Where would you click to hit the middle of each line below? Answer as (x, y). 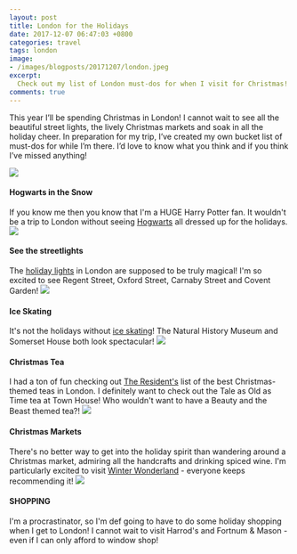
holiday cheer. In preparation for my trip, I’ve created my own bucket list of (146, 136)
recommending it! (41, 481)
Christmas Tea (37, 362)
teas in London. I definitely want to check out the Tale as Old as (155, 391)
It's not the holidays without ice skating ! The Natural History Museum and (144, 331)
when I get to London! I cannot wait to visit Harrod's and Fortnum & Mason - (148, 530)
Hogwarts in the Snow (51, 192)
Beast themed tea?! (44, 411)
